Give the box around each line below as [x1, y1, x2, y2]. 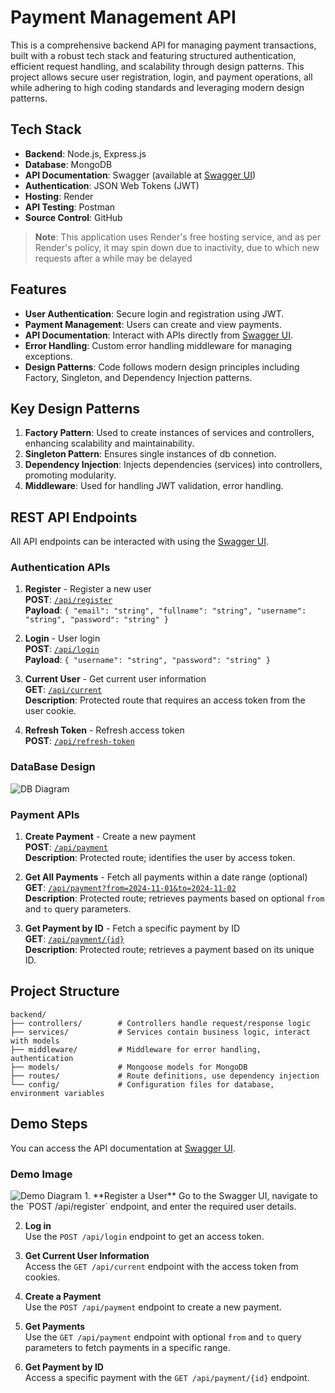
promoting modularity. [24, 469, 117, 481]
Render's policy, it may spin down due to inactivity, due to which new [34, 241, 320, 253]
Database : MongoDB [24, 158, 113, 170]
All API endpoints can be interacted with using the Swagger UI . [10, 536, 270, 548]
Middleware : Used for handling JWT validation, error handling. [24, 480, 284, 492]
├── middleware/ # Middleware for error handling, [10, 1044, 262, 1055]
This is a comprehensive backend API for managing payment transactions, [10, 39, 317, 51]
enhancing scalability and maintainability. [24, 437, 195, 450]
